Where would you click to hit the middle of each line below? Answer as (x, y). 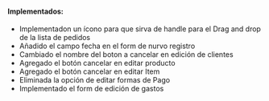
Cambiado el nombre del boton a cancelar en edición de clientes (126, 55)
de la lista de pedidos (55, 38)
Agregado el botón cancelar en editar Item (89, 71)
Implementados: (35, 11)
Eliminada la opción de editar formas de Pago (95, 80)
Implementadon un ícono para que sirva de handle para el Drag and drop (140, 29)
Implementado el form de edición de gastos (91, 89)
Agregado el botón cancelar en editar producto (97, 63)
